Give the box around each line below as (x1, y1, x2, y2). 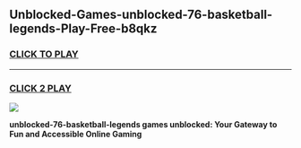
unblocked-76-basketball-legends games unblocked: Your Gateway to (9, 118, 278, 129)
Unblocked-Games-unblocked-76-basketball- (9, 7, 273, 22)
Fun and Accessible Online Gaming (9, 128, 142, 139)
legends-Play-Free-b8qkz (9, 22, 158, 37)
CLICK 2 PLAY (9, 82, 72, 94)
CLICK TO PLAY (9, 48, 79, 61)
